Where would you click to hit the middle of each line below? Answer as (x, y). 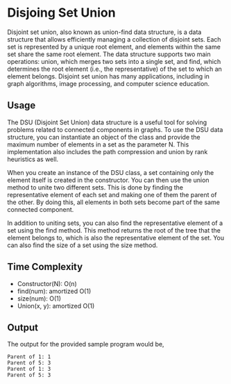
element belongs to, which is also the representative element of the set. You (116, 237)
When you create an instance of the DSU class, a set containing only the (111, 172)
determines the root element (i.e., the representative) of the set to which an (114, 69)
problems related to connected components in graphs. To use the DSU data (115, 129)
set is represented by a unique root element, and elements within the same (114, 47)
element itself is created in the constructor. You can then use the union (108, 180)
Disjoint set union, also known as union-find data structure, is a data (104, 32)
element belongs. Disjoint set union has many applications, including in (109, 76)
